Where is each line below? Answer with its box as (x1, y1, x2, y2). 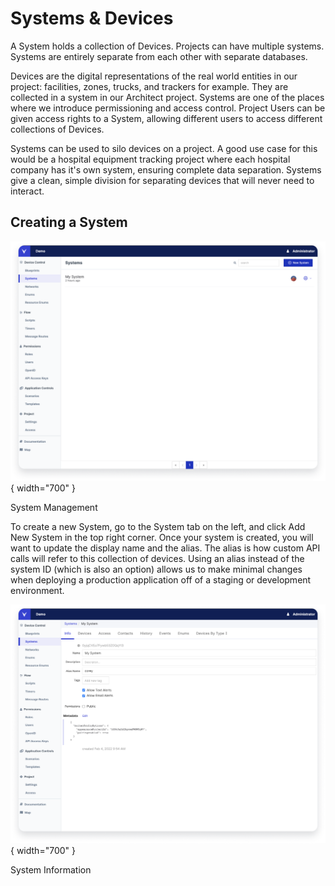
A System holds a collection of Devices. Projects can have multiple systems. (10, 40, 325, 52)
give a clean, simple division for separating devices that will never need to (10, 174, 315, 186)
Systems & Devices (10, 7, 174, 30)
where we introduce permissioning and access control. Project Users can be (10, 102, 326, 114)
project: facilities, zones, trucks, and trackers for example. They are (10, 80, 289, 92)
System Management (10, 501, 98, 513)
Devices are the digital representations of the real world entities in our (10, 70, 298, 82)
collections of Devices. (10, 123, 105, 135)
